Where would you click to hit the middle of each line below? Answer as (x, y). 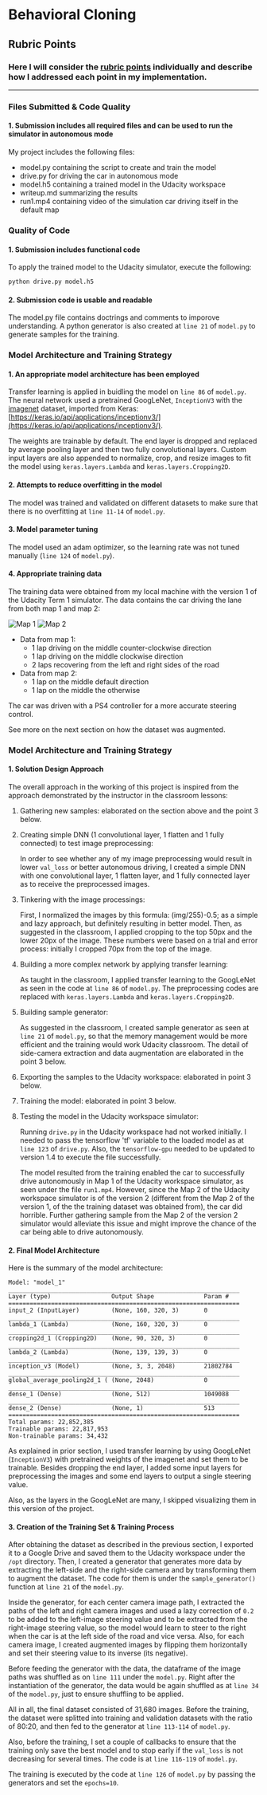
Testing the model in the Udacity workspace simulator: (109, 1116)
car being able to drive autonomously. (82, 1232)
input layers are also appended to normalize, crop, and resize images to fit (130, 458)
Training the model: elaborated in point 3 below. (98, 1101)
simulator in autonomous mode (61, 134)
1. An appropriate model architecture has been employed (104, 374)
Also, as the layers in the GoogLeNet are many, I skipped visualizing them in (132, 1500)
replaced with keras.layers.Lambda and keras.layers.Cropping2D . (127, 997)
